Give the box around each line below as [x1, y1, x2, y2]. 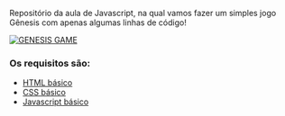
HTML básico [22, 77, 73, 88]
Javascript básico [22, 96, 89, 107]
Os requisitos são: [9, 57, 91, 69]
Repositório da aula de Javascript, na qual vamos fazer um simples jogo [9, 8, 277, 18]
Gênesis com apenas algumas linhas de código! [9, 17, 187, 28]
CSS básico [22, 87, 66, 98]
